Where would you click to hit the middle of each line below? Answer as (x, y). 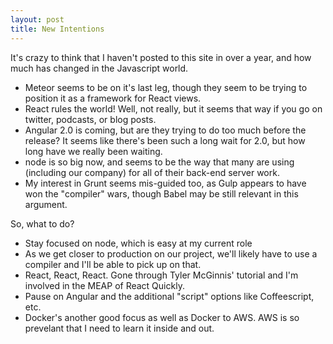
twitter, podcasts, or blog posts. (90, 119)
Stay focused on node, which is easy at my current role (138, 243)
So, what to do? (42, 223)
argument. (46, 204)
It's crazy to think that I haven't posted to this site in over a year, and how (161, 57)
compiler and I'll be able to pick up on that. (113, 264)
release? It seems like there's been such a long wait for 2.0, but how (165, 140)
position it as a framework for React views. (113, 98)
